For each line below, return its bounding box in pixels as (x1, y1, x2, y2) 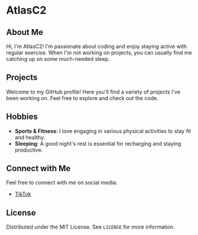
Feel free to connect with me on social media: (6, 179, 117, 186)
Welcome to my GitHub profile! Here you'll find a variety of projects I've (6, 88, 181, 95)
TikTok (14, 191, 31, 198)
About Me (6, 27, 43, 37)
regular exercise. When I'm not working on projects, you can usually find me (6, 49, 193, 56)
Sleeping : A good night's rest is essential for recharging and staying (14, 140, 182, 147)
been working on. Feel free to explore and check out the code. (6, 94, 159, 101)
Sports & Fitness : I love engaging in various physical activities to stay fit (14, 127, 191, 134)
